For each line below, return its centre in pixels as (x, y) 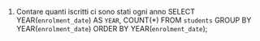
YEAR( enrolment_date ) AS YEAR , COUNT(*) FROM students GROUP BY (134, 20)
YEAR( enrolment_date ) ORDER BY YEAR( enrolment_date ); (112, 29)
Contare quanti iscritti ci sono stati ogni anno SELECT (106, 12)
